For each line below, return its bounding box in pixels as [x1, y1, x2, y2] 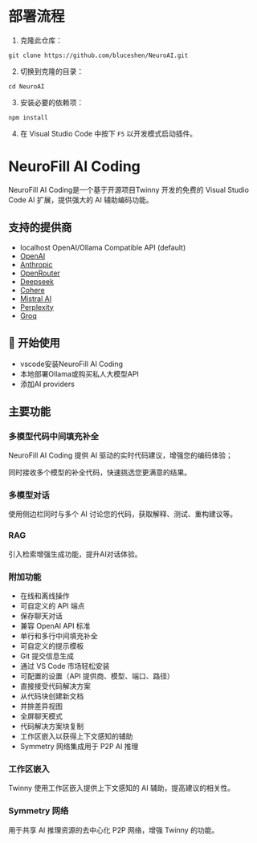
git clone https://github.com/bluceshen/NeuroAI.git [8, 51, 189, 59]
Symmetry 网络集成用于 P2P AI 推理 [19, 742, 139, 751]
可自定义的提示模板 [19, 641, 84, 651]
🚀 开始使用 [8, 336, 60, 350]
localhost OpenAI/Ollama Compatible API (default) [19, 242, 186, 252]
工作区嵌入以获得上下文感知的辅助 [19, 731, 133, 741]
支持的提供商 [8, 221, 72, 234]
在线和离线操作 [19, 591, 70, 601]
